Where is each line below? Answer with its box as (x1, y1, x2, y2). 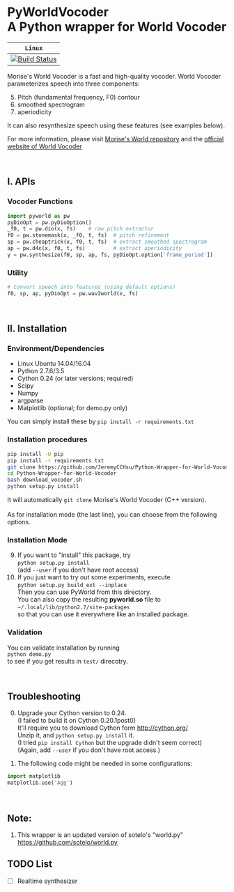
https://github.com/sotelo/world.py (17, 838, 118, 846)
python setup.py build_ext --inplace (17, 582, 127, 589)
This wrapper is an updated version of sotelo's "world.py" (17, 831, 183, 839)
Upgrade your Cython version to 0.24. (17, 709, 127, 717)
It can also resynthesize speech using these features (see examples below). (7, 121, 225, 130)
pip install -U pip (7, 451, 64, 457)
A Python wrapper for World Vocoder (7, 19, 227, 35)
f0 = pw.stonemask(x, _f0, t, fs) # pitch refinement (7, 232, 170, 239)
